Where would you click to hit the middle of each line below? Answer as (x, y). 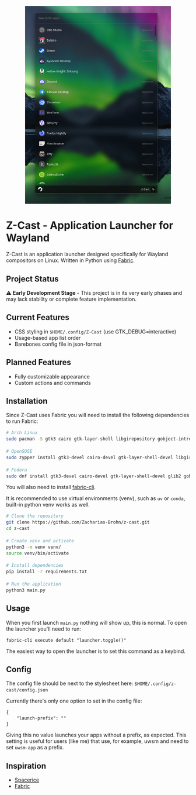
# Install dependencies (35, 566)
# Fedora (17, 470)
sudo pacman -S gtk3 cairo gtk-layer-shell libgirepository (81, 439)
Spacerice (27, 780)
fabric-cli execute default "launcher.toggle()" (66, 640)
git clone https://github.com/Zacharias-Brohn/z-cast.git (78, 522)
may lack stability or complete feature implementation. (71, 299)
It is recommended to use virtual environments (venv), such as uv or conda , (96, 498)
